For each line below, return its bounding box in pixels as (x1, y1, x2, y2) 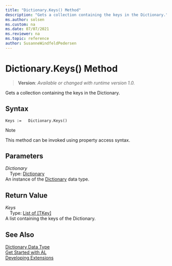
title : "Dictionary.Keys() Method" (5, 7, 81, 13)
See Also (5, 230, 34, 239)
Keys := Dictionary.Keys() (5, 118, 68, 123)
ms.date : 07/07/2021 (5, 27, 50, 32)
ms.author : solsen (5, 17, 45, 22)
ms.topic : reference (5, 36, 50, 41)
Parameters (5, 151, 44, 160)
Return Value (5, 191, 48, 199)
